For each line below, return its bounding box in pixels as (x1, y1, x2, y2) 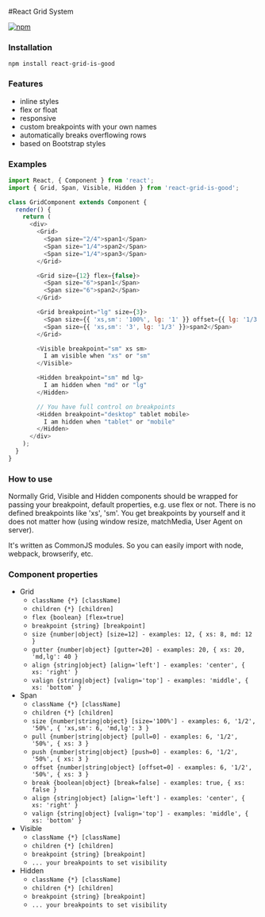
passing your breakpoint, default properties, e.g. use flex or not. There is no (8, 500, 256, 509)
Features (8, 79, 44, 90)
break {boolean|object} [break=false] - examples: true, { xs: (31, 779, 246, 787)
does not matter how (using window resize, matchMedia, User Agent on (8, 517, 244, 527)
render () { (15, 206, 52, 214)
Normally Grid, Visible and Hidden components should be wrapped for (8, 492, 238, 501)
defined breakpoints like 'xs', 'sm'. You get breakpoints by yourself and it (8, 509, 246, 518)
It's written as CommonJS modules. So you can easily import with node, (8, 540, 244, 551)
